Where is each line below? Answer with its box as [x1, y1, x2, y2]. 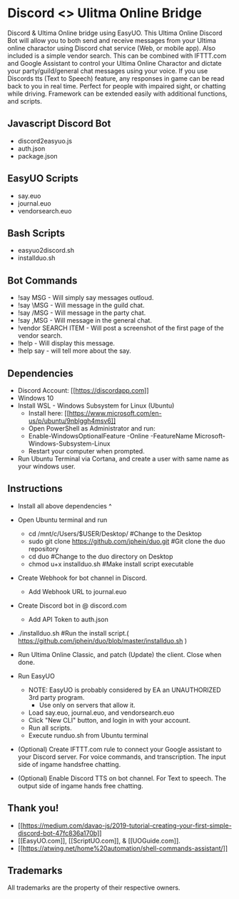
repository [28, 544, 59, 553]
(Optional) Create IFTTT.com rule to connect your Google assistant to [17, 745, 223, 753]
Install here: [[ [28, 409, 70, 417]
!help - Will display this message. [17, 339, 116, 348]
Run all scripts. [28, 723, 73, 732]
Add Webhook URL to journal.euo [28, 587, 127, 596]
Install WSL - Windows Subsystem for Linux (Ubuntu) [17, 401, 175, 410]
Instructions [7, 483, 63, 495]
